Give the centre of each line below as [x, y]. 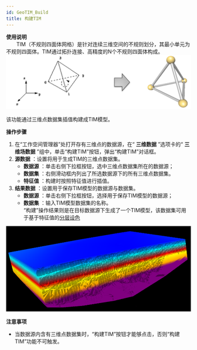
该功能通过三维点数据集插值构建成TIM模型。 [60, 119]
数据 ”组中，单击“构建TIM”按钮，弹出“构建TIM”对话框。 [92, 151]
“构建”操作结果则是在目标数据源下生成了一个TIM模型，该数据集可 [102, 210]
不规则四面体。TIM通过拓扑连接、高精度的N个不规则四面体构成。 [84, 51]
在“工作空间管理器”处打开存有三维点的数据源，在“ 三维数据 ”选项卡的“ [99, 144]
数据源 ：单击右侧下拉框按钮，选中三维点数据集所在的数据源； [98, 166]
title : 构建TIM [24, 18]
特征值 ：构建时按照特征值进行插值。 [68, 181]
